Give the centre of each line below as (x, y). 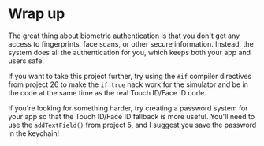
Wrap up (37, 14)
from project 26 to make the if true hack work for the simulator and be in (128, 84)
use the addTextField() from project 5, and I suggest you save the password (132, 125)
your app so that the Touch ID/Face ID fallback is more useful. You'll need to (132, 116)
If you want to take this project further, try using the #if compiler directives (130, 76)
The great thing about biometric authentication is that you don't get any (124, 36)
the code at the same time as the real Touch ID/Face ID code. (108, 92)
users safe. (26, 61)
